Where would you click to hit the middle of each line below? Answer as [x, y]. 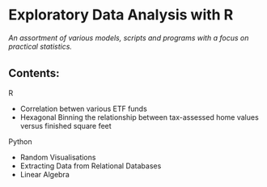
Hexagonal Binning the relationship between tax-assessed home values [139, 117]
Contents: [34, 73]
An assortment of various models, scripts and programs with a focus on [129, 37]
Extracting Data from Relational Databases [91, 166]
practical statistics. [40, 46]
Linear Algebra [45, 174]
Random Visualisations [58, 157]
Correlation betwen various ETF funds [83, 108]
